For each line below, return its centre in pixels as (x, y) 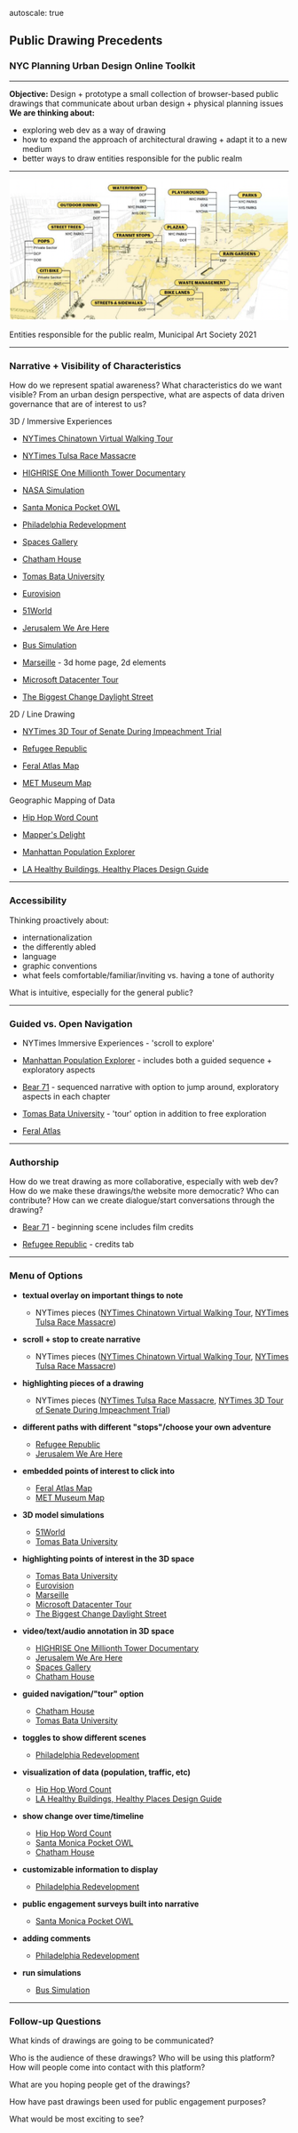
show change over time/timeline (83, 1816)
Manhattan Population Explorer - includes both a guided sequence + (147, 1061)
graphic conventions (59, 966)
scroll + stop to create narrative (81, 1339)
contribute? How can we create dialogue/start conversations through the (142, 1200)
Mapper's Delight (54, 835)
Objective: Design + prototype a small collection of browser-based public (144, 93)
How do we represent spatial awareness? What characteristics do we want (145, 385)
